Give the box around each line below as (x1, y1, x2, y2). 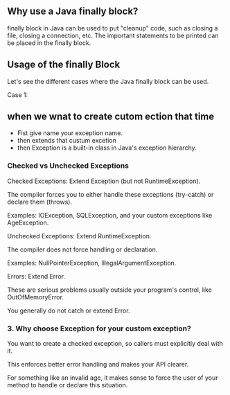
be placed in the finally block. (7, 38, 91, 47)
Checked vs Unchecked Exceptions (7, 161, 130, 170)
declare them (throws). (7, 197, 73, 206)
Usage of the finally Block (7, 59, 121, 71)
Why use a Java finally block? (7, 6, 139, 17)
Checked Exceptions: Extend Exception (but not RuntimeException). (7, 177, 201, 185)
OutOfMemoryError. (7, 292, 64, 301)
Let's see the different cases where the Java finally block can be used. (7, 77, 209, 85)
